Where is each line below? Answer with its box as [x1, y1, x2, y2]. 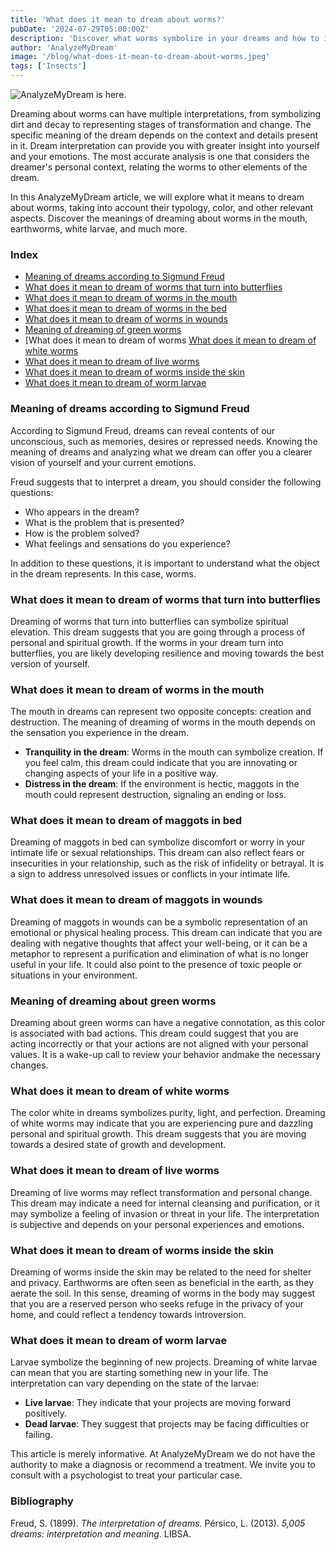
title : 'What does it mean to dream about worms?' [10, 14, 226, 25]
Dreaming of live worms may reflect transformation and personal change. [10, 1186, 313, 1198]
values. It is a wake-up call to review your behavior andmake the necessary [10, 1049, 321, 1061]
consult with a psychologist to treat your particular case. [10, 1469, 243, 1481]
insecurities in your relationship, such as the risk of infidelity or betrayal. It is [10, 857, 325, 870]
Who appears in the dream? [24, 506, 140, 518]
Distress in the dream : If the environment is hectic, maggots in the [24, 778, 300, 790]
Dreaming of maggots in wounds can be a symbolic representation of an [10, 916, 308, 928]
